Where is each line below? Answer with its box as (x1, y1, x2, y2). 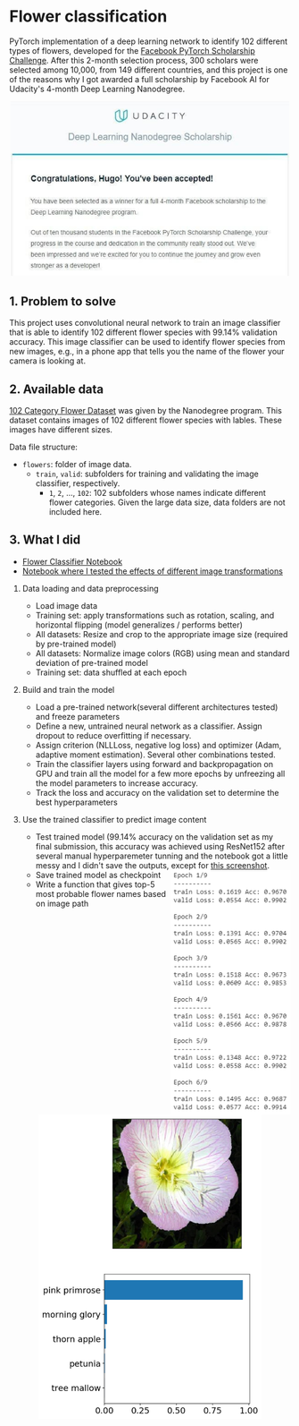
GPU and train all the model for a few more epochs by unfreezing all (35, 768, 286, 779)
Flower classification (9, 6, 168, 27)
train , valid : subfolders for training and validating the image (35, 468, 259, 480)
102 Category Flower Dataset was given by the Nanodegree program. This (9, 406, 283, 416)
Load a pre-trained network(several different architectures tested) (35, 701, 278, 713)
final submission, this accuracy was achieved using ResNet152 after (35, 841, 286, 851)
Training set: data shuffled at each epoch (35, 667, 187, 678)
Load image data (35, 600, 98, 611)
